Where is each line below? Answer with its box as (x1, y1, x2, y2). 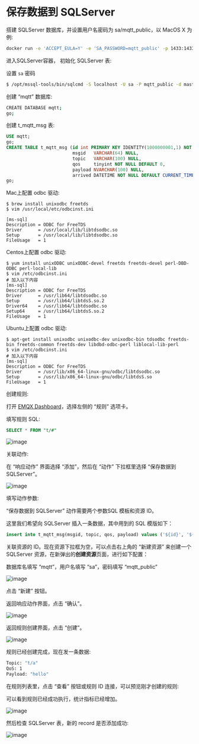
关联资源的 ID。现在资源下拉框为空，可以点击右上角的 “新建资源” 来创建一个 (6, 543, 192, 550)
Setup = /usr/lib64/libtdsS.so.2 (6, 298, 105, 304)
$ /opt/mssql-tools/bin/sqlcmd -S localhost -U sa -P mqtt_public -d (6, 81, 182, 87)
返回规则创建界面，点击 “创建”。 (6, 624, 85, 631)
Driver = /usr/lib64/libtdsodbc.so (6, 293, 108, 299)
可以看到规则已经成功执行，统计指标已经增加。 (6, 695, 120, 702)
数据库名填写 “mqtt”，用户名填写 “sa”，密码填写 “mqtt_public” (6, 563, 158, 571)
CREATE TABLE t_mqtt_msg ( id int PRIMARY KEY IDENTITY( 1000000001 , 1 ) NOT (6, 145, 192, 151)
